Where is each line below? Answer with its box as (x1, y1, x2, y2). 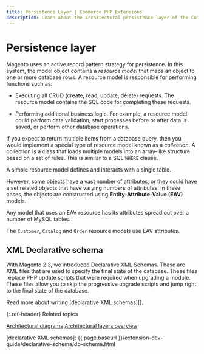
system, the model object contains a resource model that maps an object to (6, 68, 195, 75)
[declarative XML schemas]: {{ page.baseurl (6, 334, 117, 341)
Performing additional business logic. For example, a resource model (15, 110, 188, 117)
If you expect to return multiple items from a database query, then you (6, 135, 182, 142)
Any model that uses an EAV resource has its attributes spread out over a (6, 209, 189, 217)
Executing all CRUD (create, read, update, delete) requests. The (15, 92, 175, 99)
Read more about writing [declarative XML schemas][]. (6, 299, 144, 306)
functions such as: (6, 80, 53, 88)
